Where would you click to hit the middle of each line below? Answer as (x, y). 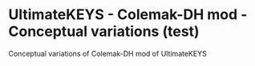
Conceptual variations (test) (104, 31)
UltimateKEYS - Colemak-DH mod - (128, 15)
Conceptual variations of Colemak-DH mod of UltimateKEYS (107, 53)
